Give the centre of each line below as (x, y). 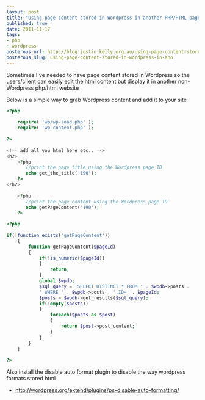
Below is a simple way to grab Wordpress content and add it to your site (97, 100)
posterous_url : (26, 52)
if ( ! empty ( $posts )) (63, 304)
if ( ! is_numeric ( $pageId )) (72, 258)
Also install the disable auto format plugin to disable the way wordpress (96, 372)
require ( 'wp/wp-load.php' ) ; (56, 122)
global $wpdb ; (57, 281)
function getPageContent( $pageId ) (72, 247)
